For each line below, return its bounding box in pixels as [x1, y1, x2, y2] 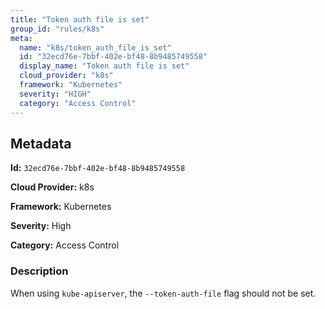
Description [10, 264, 69, 278]
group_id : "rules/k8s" [10, 24, 105, 34]
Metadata [10, 135, 72, 152]
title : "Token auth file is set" [10, 14, 150, 25]
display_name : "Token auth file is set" [19, 61, 190, 71]
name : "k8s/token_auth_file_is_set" [19, 42, 172, 53]
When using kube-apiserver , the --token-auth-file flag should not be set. [10, 287, 317, 299]
